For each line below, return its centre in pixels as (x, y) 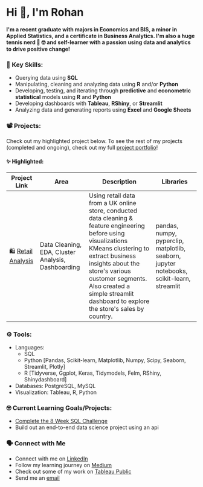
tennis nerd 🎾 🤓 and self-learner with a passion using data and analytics (99, 42)
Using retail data (112, 196)
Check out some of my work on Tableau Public (73, 472)
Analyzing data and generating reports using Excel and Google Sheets (103, 110)
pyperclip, (170, 241)
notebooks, (172, 271)
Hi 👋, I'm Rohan (45, 12)
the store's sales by (116, 308)
